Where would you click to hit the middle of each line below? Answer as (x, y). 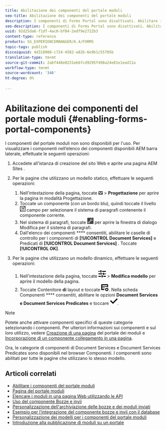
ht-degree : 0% (20, 78)
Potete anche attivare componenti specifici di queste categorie (69, 322)
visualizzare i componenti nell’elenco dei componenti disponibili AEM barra (81, 148)
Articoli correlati (31, 374)
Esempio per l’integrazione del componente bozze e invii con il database (86, 412)
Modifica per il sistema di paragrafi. (56, 227)
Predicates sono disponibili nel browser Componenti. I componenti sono (78, 353)
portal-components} (48, 130)
